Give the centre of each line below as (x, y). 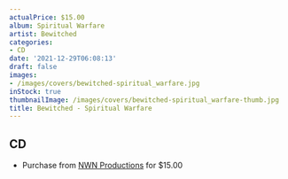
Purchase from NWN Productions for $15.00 (102, 166)
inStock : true (35, 91)
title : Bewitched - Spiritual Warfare (81, 108)
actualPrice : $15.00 (47, 17)
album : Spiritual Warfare (57, 26)
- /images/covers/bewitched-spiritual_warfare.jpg (105, 83)
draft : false (33, 67)
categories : (31, 42)
